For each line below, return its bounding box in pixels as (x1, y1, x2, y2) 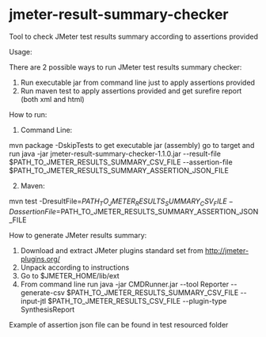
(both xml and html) (20, 94, 85, 104)
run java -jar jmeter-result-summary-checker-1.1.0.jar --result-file (9, 149, 221, 158)
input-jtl (20, 296, 47, 305)
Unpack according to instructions (20, 263, 130, 272)
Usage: (9, 47, 32, 56)
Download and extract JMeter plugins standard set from (20, 245, 204, 255)
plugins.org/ (20, 254, 60, 263)
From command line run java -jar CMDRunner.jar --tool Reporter (20, 279, 229, 289)
